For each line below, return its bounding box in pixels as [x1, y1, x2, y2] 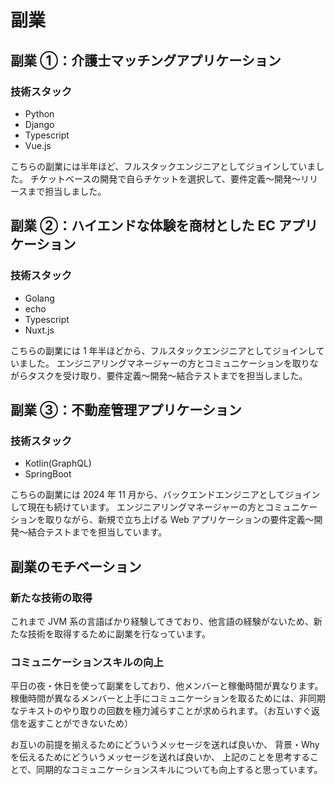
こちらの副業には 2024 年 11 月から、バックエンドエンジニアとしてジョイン [10, 489, 321, 501]
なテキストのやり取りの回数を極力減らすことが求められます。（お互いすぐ [10, 705, 312, 717]
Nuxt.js [24, 324, 55, 336]
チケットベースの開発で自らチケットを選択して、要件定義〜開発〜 [29, 172, 302, 185]
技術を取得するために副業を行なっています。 [27, 627, 211, 640]
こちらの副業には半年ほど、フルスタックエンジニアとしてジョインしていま [10, 160, 317, 172]
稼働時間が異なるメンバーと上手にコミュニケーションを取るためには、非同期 [10, 692, 326, 705]
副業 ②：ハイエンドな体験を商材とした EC [10, 217, 276, 235]
